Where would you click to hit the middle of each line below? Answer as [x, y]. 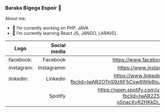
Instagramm [52, 68]
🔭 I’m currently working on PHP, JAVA [50, 28]
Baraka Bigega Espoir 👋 [33, 8]
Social [58, 45]
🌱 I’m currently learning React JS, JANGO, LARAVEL [65, 33]
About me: [15, 19]
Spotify [57, 96]
